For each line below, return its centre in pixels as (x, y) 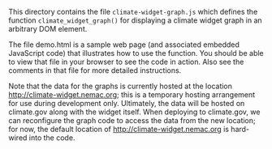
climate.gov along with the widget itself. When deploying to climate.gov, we (134, 112)
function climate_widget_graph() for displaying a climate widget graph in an (135, 20)
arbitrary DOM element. (48, 29)
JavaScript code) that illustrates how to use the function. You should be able (136, 53)
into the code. (52, 138)
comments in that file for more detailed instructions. (95, 70)
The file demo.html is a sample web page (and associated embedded (124, 45)
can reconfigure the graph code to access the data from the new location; (132, 120)
